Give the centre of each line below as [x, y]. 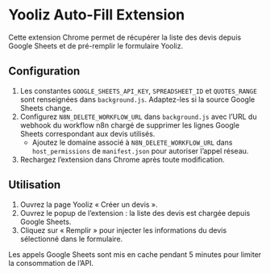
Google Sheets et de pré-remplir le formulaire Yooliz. [96, 45]
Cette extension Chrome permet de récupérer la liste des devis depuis [125, 37]
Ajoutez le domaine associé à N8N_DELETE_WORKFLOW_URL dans [132, 142]
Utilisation [35, 185]
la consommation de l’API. [51, 263]
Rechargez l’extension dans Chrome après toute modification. [123, 159]
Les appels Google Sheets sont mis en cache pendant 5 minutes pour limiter [135, 254]
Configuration [44, 72]
